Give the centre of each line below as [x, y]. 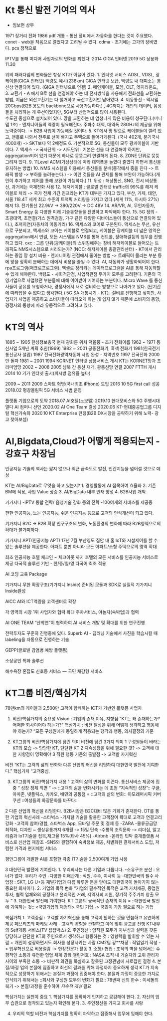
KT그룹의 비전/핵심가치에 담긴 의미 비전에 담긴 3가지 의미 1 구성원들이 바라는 [87, 742]
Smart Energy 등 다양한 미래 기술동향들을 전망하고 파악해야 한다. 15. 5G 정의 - [82, 211]
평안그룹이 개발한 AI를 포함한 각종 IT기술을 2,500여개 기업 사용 [67, 859]
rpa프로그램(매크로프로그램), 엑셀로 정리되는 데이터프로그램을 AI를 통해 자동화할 [83, 268]
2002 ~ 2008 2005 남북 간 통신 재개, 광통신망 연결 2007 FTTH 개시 [89, 367]
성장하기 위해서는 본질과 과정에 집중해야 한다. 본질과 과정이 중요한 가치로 [89, 974]
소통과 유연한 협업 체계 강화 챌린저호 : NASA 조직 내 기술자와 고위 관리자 [89, 955]
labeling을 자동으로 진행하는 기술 [37, 639]
